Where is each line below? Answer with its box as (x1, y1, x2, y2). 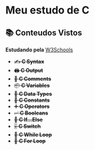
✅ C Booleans (13, 109, 48, 116)
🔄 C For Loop (13, 138, 46, 144)
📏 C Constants (13, 96, 50, 104)
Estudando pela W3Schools (5, 46, 73, 53)
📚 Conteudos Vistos (5, 28, 82, 38)
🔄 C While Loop (13, 131, 52, 138)
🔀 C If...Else (13, 116, 43, 123)
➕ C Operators (13, 103, 50, 109)
